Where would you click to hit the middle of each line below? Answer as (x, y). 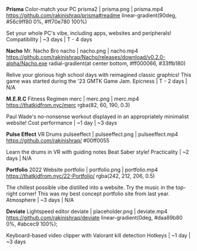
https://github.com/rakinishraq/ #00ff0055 (58, 141)
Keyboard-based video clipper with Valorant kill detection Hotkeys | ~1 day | (98, 235)
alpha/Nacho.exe (27, 63)
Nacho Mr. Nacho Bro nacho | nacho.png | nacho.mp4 (72, 51)
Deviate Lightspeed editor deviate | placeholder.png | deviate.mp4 (87, 211)
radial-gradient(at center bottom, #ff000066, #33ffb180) (117, 63)
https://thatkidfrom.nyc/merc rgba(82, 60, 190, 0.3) (68, 105)
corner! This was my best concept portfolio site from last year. (94, 194)
